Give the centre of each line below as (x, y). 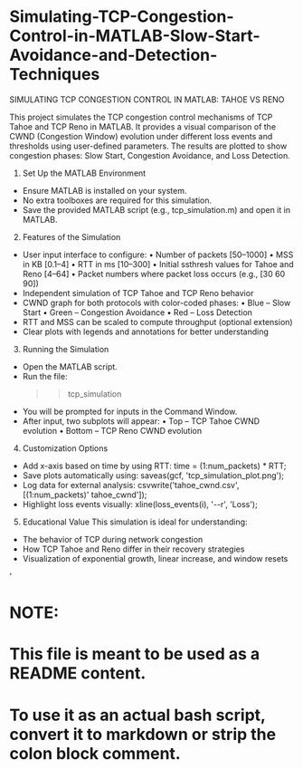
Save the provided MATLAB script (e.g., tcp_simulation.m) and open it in (156, 209)
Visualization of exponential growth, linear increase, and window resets (155, 558)
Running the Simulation (66, 349)
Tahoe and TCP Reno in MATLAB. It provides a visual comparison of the (143, 126)
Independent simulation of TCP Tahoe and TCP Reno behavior (138, 293)
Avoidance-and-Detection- (114, 55)
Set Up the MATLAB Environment (84, 173)
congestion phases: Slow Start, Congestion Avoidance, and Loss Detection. (150, 155)
